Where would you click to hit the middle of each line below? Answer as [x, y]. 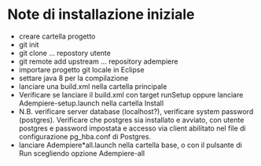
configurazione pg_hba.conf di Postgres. [85, 136]
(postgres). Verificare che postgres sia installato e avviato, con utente [131, 120]
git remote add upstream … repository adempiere [98, 61]
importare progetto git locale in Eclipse [81, 69]
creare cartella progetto [57, 36]
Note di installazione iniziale [101, 15]
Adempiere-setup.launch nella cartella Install [91, 103]
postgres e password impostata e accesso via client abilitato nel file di [132, 128]
